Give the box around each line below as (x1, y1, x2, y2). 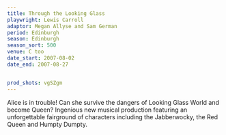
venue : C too (7, 49, 44, 56)
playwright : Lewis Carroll (7, 16, 84, 23)
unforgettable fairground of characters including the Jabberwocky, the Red (7, 112, 218, 121)
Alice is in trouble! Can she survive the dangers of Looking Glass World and (7, 98, 220, 106)
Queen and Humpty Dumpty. (7, 120, 87, 128)
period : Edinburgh (7, 29, 59, 36)
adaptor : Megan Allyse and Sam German (7, 23, 117, 29)
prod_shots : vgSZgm (7, 79, 63, 86)
